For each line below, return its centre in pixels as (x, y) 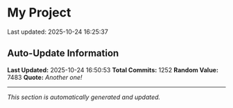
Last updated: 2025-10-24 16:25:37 (58, 32)
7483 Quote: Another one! (45, 77)
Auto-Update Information (63, 53)
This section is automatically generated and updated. (84, 97)
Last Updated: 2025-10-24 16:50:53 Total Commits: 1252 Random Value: (113, 69)
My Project (39, 13)
